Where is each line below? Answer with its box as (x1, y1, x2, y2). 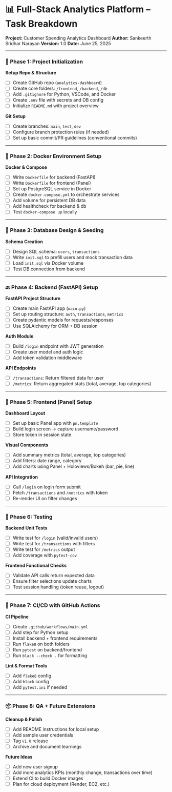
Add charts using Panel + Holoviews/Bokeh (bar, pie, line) (12, 463, 135, 469)
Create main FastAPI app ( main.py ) (12, 305, 86, 311)
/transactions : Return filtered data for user (12, 374, 104, 381)
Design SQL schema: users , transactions (12, 248, 100, 254)
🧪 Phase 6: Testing (5, 513, 53, 520)
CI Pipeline (5, 613, 29, 620)
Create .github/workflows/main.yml (12, 623, 88, 629)
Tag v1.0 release (12, 738, 49, 744)
